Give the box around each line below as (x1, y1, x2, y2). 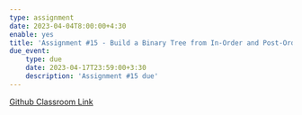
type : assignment (9, 13, 75, 22)
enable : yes (9, 30, 54, 39)
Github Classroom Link (9, 96, 94, 107)
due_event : (9, 47, 50, 56)
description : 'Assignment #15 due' (25, 72, 159, 81)
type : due (25, 55, 63, 64)
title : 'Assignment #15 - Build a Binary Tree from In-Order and (9, 38, 259, 48)
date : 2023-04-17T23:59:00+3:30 (25, 64, 147, 73)
